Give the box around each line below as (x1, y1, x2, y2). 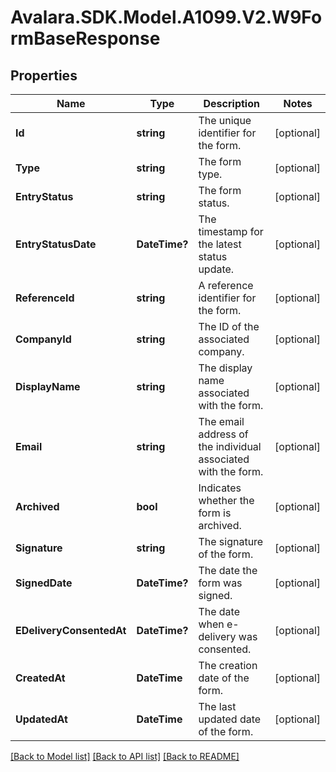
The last (198, 700, 237, 713)
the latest (198, 237, 242, 251)
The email (198, 415, 245, 428)
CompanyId (15, 332, 72, 346)
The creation (198, 659, 258, 672)
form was (198, 576, 243, 590)
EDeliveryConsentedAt (15, 624, 127, 637)
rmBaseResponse (10, 27, 161, 50)
